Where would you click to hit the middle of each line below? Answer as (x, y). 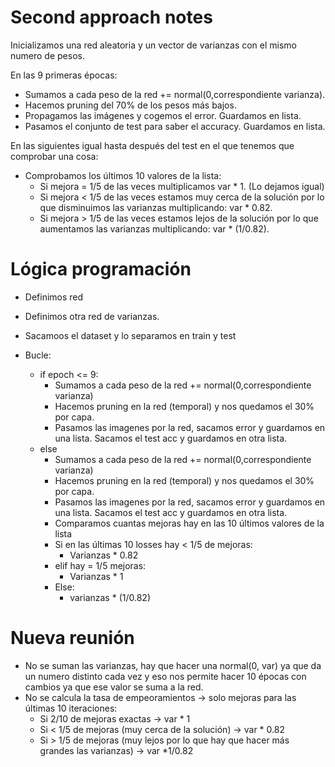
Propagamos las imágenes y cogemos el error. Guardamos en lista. (163, 115)
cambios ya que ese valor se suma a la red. (114, 687)
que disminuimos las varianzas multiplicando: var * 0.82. (156, 207)
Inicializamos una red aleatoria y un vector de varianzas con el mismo (154, 45)
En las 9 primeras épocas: (64, 75)
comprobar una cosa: (54, 156)
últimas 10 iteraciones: (71, 708)
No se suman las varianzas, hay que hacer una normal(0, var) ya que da (173, 665)
